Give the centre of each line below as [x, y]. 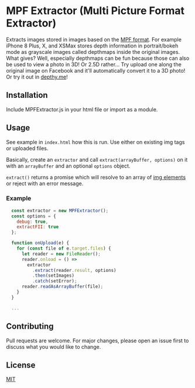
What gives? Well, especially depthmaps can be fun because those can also [98, 58]
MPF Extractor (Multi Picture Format [95, 11]
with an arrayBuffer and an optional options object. [68, 166]
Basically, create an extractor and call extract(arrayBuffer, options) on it [97, 159]
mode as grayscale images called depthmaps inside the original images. [93, 52]
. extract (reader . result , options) [74, 270]
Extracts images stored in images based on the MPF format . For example [94, 39]
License [21, 365]
